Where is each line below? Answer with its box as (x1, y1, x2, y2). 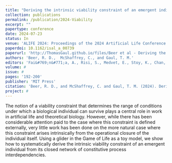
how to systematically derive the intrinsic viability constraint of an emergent (5, 140, 165, 147)
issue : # (5, 70, 24, 75)
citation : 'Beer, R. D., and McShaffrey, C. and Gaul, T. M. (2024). (5, 84, 157, 89)
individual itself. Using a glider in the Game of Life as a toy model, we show (5, 135, 163, 141)
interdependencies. (5, 152, 47, 158)
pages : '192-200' (5, 74, 42, 79)
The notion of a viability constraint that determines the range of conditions (5, 103, 162, 109)
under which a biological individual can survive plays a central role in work (5, 108, 162, 114)
